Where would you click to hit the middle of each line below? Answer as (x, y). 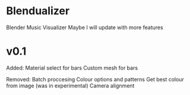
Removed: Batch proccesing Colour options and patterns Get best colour (95, 79)
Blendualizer (38, 11)
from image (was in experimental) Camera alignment (70, 85)
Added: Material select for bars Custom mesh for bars (72, 68)
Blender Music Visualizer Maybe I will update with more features (85, 27)
